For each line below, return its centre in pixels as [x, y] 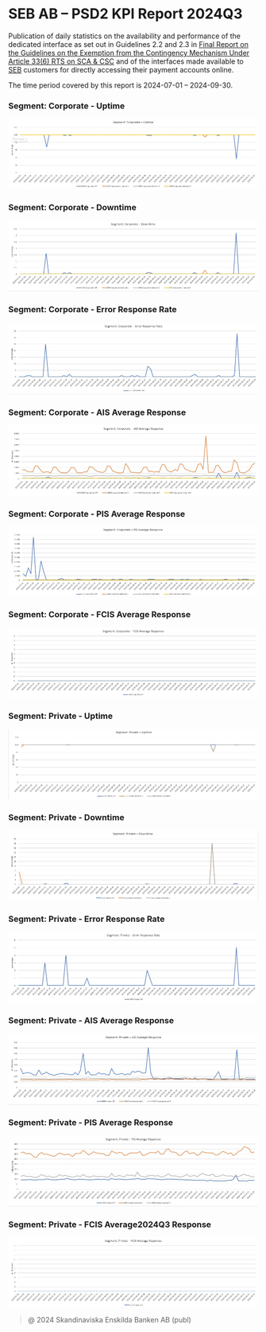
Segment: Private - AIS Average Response [91, 1021]
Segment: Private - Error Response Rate [87, 919]
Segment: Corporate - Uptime [67, 106]
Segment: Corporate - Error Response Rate [93, 310]
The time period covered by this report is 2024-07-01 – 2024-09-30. [120, 85]
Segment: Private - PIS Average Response [91, 1123]
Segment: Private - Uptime [61, 716]
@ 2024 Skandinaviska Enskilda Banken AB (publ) [110, 1319]
